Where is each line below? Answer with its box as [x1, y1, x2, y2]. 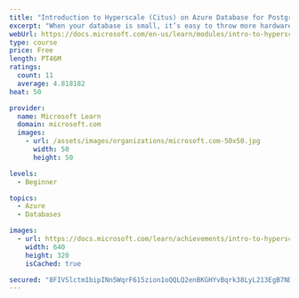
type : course [9, 37, 58, 47]
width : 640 [25, 242, 66, 252]
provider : [9, 103, 46, 112]
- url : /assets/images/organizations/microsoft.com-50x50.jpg [25, 137, 261, 146]
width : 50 [32, 145, 69, 154]
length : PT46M [9, 54, 62, 63]
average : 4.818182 [17, 79, 86, 88]
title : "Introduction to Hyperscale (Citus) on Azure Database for [9, 12, 265, 22]
